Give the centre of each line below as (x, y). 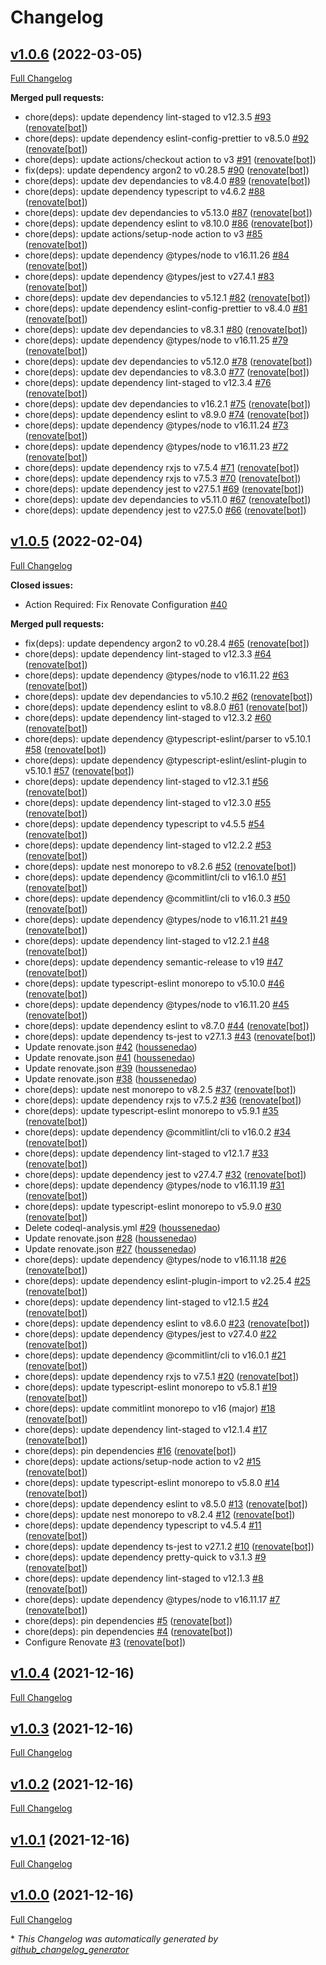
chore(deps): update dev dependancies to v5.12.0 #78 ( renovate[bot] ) (168, 361)
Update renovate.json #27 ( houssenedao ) (110, 1248)
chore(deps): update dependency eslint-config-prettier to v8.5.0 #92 (167, 138)
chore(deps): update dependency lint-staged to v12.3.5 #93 (148, 117)
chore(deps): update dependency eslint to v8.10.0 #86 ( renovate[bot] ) (169, 223)
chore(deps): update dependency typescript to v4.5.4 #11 (143, 1525)
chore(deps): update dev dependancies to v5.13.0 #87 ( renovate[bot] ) (168, 212)
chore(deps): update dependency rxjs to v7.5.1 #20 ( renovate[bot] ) (162, 1376)
